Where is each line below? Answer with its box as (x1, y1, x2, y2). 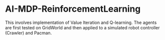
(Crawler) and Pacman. (5, 30, 52, 36)
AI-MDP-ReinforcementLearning (5, 3, 141, 15)
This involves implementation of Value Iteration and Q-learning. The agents (5, 20, 157, 25)
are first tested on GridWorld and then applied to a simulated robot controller (5, 24, 160, 30)
